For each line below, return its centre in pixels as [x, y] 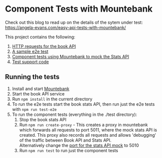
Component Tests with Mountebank [79, 9]
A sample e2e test [30, 51]
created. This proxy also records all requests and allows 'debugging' [88, 135]
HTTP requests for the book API [44, 46]
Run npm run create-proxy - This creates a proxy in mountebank [83, 125]
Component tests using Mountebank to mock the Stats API [71, 56]
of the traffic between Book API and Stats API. [65, 140]
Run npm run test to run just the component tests [69, 150]
